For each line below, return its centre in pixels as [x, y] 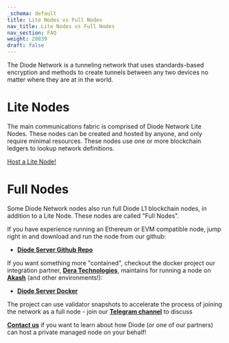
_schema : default [32, 13]
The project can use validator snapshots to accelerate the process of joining [115, 304]
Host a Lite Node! [32, 162]
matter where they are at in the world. [60, 79]
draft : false [26, 45]
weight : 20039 [27, 39]
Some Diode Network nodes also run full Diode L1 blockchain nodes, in [107, 208]
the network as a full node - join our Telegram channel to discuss [100, 311]
